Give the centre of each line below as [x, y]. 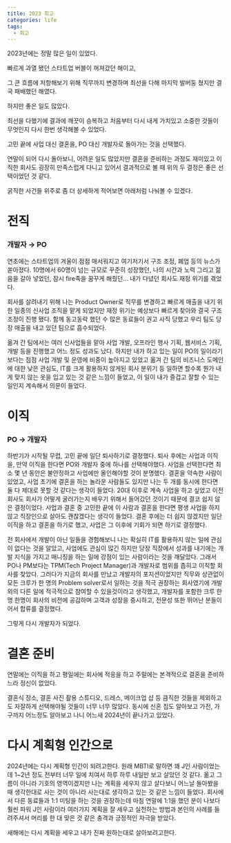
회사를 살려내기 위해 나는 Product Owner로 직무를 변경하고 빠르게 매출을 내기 [111, 302]
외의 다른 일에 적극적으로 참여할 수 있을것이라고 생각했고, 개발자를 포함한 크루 [111, 591]
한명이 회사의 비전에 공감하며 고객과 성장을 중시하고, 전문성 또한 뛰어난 [109, 600]
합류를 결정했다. [41, 609]
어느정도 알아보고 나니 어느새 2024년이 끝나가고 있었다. [100, 715]
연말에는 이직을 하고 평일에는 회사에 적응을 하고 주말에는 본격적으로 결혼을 [107, 674]
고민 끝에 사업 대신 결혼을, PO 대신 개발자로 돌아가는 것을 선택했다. [97, 144]
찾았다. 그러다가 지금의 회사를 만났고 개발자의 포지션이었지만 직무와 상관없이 [122, 574]
